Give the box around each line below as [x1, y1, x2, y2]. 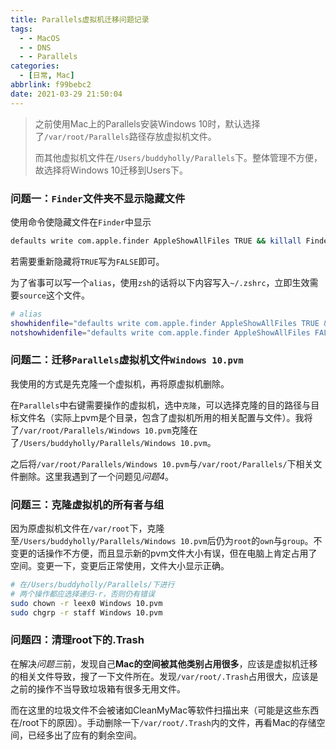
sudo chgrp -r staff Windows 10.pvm [10, 607, 163, 618]
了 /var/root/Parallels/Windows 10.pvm [10, 424, 172, 436]
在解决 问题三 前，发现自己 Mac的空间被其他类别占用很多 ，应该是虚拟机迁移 [10, 657, 318, 670]
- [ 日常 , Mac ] [19, 71, 75, 81]
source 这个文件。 [19, 289, 90, 301]
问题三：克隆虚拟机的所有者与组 [10, 497, 165, 511]
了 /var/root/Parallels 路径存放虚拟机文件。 [34, 130, 217, 142]
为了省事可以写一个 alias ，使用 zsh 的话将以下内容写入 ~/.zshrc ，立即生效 [10, 276, 310, 288]
